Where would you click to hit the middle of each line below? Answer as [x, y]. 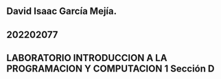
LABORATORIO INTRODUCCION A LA [87, 58]
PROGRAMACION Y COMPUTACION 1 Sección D [110, 69]
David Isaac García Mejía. [62, 11]
